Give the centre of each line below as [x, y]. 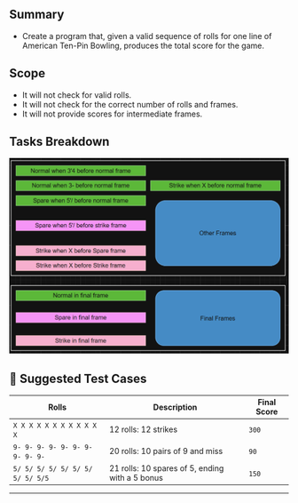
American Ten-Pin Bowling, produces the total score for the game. [143, 45]
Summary [37, 15]
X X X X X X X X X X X [55, 426]
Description [175, 407]
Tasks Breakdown [59, 142]
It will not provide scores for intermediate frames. [112, 114]
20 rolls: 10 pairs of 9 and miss [166, 451]
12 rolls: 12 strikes [144, 429]
